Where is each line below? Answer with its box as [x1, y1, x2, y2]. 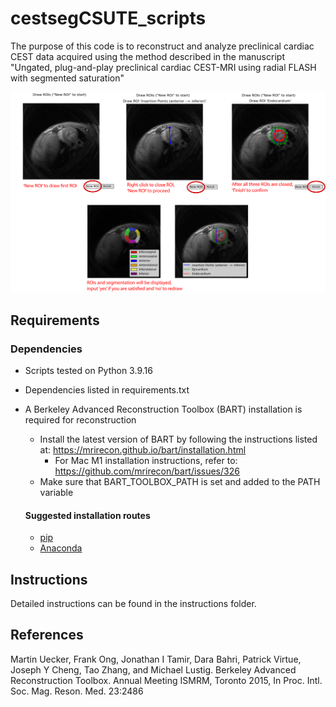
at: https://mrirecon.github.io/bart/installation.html [39, 444, 247, 456]
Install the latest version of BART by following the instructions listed [39, 433, 318, 446]
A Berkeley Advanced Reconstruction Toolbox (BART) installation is [24, 403, 303, 416]
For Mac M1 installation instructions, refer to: [54, 455, 238, 467]
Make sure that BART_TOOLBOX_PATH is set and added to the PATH [39, 476, 321, 488]
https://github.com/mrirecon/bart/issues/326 [54, 465, 240, 477]
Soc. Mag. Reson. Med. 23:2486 [10, 685, 144, 697]
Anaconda [39, 542, 83, 554]
